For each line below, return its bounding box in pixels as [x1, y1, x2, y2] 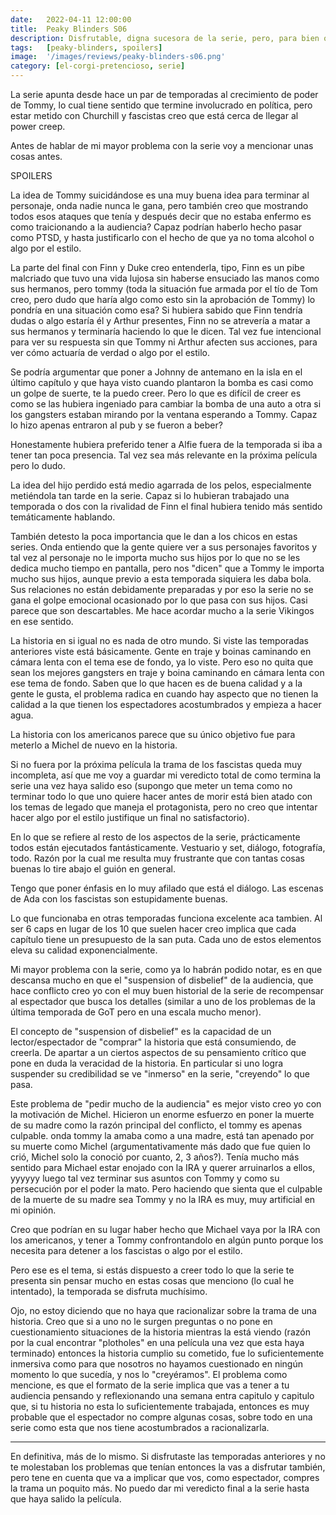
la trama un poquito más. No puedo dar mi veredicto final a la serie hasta [10, 1482, 310, 1494]
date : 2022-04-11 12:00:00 [10, 14, 132, 25]
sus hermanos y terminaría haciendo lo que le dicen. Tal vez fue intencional [10, 326, 322, 337]
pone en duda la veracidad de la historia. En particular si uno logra [10, 1057, 284, 1069]
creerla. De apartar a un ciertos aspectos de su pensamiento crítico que [10, 1047, 307, 1058]
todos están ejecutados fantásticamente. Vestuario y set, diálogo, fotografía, [10, 842, 326, 853]
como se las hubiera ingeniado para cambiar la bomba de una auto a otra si [10, 398, 322, 410]
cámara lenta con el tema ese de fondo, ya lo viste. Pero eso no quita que [10, 656, 314, 668]
